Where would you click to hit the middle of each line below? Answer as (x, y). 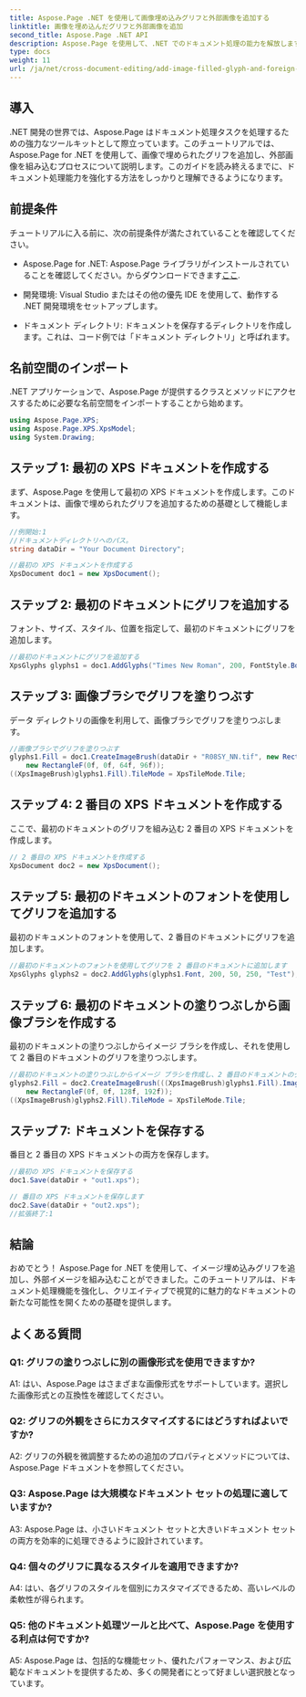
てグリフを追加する (63, 913)
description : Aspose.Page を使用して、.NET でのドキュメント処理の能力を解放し (148, 43)
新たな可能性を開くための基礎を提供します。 (93, 1303)
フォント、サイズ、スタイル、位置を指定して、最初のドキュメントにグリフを (153, 628)
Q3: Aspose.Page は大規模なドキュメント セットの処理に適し (144, 1493)
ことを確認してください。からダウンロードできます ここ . (136, 275)
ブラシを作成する (69, 1022)
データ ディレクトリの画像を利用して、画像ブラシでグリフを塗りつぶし (142, 720)
